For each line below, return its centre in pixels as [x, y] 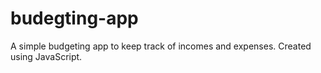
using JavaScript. [46, 56]
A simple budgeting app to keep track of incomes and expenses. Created [161, 46]
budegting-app [74, 18]
